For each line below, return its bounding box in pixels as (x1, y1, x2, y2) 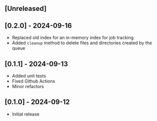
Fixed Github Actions (11, 78, 55, 84)
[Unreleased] (4, 4, 47, 13)
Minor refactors (11, 84, 44, 90)
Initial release (11, 111, 39, 117)
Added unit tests (11, 73, 46, 79)
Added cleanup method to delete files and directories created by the (11, 40, 152, 46)
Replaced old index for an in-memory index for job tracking (11, 35, 134, 41)
